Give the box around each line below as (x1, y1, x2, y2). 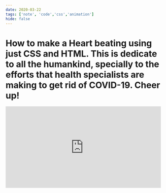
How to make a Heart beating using (5, 37, 152, 49)
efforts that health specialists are (5, 69, 144, 80)
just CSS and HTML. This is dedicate (5, 48, 157, 59)
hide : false (5, 16, 30, 21)
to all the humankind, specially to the (5, 59, 160, 69)
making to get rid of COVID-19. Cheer (5, 79, 161, 91)
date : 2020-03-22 (5, 7, 41, 12)
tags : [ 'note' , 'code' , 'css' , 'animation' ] (5, 12, 94, 17)
